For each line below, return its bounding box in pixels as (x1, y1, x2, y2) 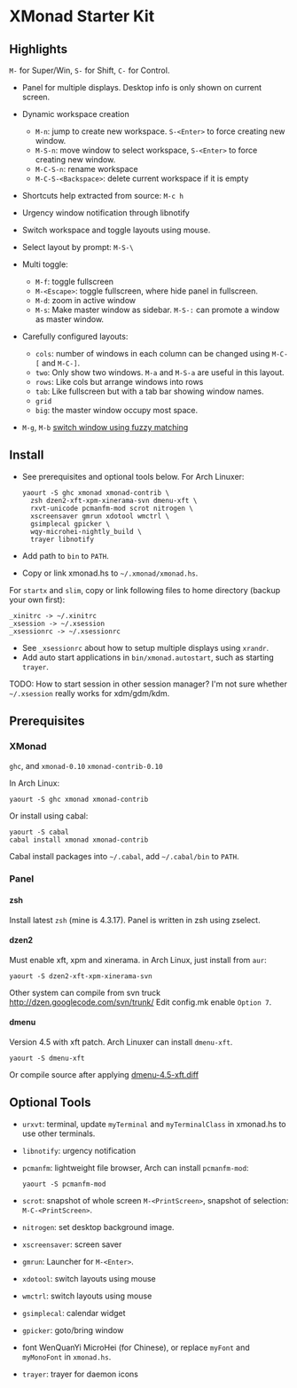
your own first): (9, 594, 66, 605)
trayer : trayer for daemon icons (21, 1368, 139, 1379)
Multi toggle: (21, 259, 68, 270)
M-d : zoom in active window (35, 295, 136, 305)
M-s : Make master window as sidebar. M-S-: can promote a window (35, 304, 280, 315)
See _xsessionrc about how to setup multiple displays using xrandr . (21, 642, 270, 653)
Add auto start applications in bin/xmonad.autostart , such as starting (21, 652, 275, 663)
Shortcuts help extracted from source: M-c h (21, 191, 184, 200)
